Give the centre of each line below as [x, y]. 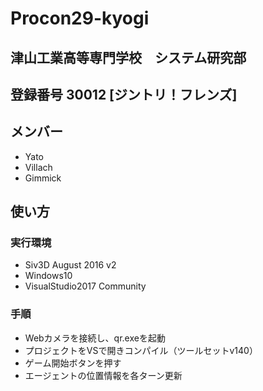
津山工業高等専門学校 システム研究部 [128, 57]
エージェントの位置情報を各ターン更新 [103, 375]
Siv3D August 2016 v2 [70, 265]
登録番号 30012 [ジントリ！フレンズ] [124, 94]
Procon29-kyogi [80, 18]
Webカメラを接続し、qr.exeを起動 [95, 338]
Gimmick [43, 178]
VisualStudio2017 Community [85, 286]
